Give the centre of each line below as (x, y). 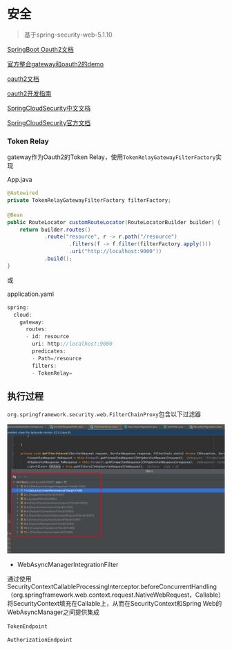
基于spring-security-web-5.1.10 (68, 35)
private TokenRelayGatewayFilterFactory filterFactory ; (89, 201)
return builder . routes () (55, 230)
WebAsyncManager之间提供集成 (54, 612)
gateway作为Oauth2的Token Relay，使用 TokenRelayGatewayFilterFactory (112, 157)
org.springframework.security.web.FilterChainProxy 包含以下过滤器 (104, 414)
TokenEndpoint (28, 626)
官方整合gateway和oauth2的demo (56, 64)
